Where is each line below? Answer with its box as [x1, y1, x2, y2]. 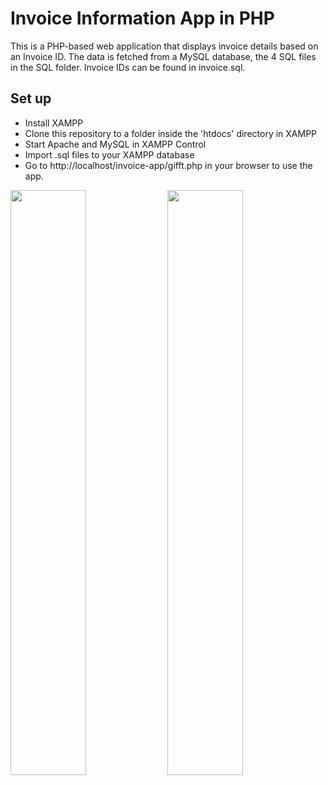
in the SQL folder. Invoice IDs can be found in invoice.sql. [10, 61, 246, 73]
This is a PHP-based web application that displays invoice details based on [10, 40, 319, 52]
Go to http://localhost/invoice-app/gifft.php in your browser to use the [24, 159, 313, 171]
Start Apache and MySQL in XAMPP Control [24, 138, 207, 150]
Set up [10, 90, 52, 107]
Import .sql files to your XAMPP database [24, 148, 195, 161]
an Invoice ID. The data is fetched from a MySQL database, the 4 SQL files [10, 50, 317, 62]
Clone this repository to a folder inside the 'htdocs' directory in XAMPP [24, 127, 318, 139]
